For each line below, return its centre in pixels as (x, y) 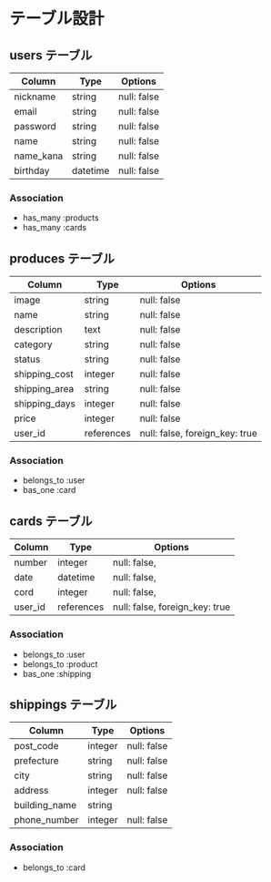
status (27, 359)
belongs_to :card (54, 867)
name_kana (39, 156)
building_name (45, 805)
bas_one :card (49, 490)
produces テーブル (62, 258)
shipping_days (45, 404)
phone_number (46, 820)
